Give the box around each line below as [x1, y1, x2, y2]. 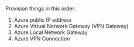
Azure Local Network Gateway [13, 29, 88, 36]
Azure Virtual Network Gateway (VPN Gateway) [13, 23, 129, 29]
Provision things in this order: [5, 5, 76, 12]
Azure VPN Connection [13, 35, 70, 42]
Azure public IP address [13, 16, 72, 23]
